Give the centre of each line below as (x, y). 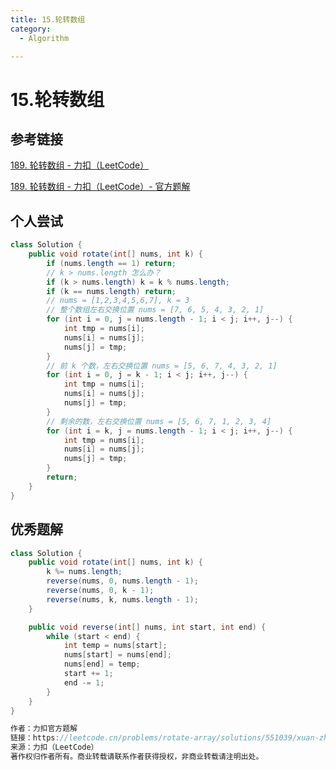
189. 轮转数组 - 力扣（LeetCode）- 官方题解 (100, 187)
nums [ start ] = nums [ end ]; (117, 655)
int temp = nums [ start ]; (115, 646)
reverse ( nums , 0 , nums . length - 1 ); (122, 581)
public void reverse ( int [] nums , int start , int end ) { (147, 627)
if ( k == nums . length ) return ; (111, 291)
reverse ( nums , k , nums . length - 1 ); (122, 599)
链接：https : (35, 738)
